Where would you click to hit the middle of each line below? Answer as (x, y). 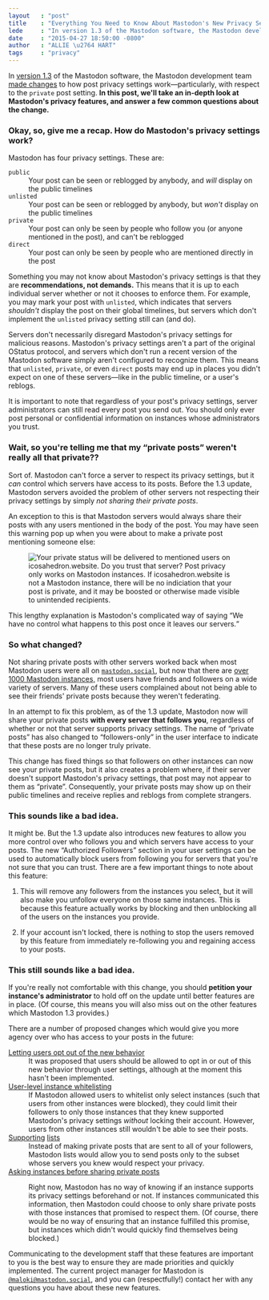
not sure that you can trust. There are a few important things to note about (131, 867)
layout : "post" (39, 16)
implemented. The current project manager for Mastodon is (106, 1271)
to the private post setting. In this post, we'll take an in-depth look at (124, 93)
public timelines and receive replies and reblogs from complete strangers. (130, 795)
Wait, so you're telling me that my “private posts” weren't (122, 448)
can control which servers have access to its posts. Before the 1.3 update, (130, 483)
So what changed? (45, 644)
